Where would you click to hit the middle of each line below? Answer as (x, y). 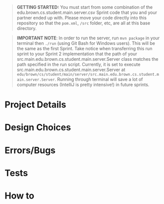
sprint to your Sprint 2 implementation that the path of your (77, 54)
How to (20, 196)
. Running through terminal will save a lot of (99, 79)
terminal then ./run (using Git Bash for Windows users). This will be (86, 43)
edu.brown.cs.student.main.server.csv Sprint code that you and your (87, 12)
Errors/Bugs (30, 150)
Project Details (35, 105)
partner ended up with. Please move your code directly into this (82, 18)
